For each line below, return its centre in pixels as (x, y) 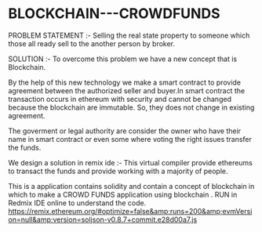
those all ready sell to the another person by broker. (91, 43)
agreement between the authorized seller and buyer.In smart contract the (127, 90)
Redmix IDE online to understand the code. (77, 203)
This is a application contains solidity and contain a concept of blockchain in (131, 186)
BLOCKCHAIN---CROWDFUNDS (114, 14)
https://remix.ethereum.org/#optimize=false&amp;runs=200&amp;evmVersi (130, 211)
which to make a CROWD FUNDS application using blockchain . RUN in (123, 194)
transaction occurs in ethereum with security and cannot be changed (120, 99)
